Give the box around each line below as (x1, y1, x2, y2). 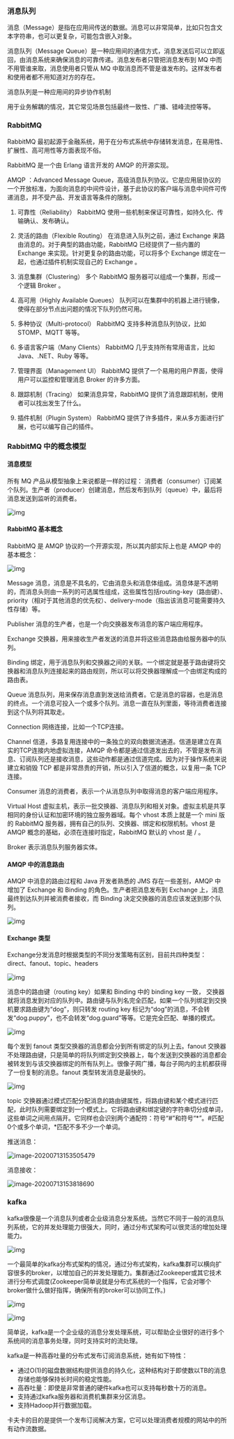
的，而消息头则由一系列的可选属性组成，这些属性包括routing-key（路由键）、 (7, 587, 227, 595)
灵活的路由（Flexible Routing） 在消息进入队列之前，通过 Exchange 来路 (17, 231, 225, 240)
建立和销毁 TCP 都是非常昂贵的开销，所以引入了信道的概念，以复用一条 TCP (7, 763, 226, 772)
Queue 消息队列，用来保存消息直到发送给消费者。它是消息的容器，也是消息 (7, 690, 224, 699)
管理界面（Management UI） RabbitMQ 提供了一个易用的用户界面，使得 (17, 366, 224, 374)
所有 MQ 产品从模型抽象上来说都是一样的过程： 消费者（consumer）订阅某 (7, 476, 223, 485)
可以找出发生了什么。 (23, 399, 85, 407)
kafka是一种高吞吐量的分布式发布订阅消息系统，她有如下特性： (7, 1351, 188, 1360)
